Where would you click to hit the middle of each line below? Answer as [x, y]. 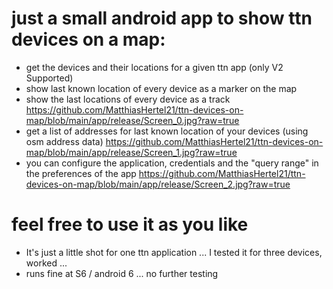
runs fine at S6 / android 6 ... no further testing [122, 273]
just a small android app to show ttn [162, 18]
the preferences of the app [81, 173]
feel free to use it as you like [130, 224]
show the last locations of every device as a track [128, 99]
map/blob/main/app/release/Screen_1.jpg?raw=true [131, 152]
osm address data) [64, 141]
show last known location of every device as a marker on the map [161, 88]
